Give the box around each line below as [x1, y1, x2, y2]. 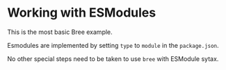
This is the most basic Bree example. [7, 28, 113, 36]
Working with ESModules [7, 5, 156, 21]
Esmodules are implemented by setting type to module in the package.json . [7, 41, 219, 49]
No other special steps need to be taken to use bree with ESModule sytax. [7, 54, 219, 63]
